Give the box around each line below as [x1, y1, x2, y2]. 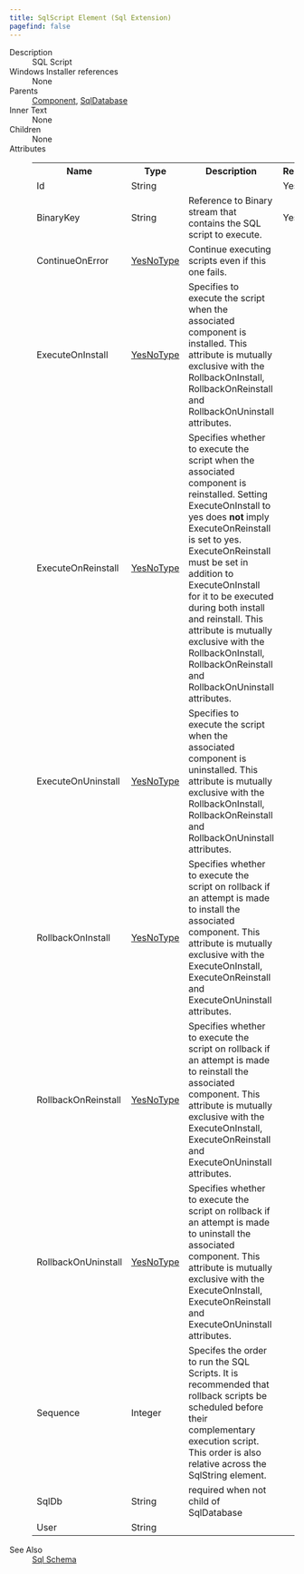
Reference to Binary [188, 194, 273, 207]
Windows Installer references [9, 65, 119, 77]
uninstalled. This [188, 763, 258, 776]
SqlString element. [188, 1469, 267, 1481]
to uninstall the [188, 1227, 252, 1239]
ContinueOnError [36, 254, 109, 267]
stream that [188, 205, 237, 218]
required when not [188, 1483, 267, 1496]
